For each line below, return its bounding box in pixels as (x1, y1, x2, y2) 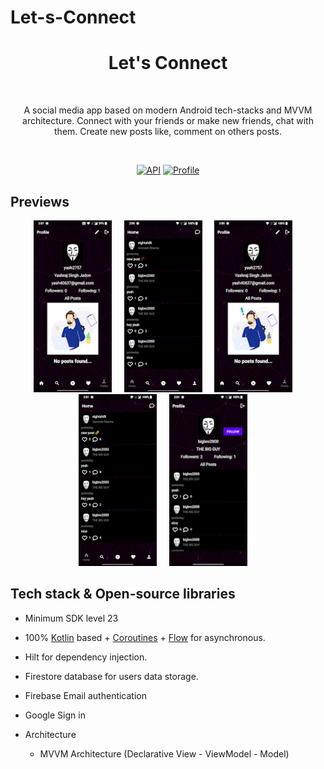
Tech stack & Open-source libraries (10, 586, 236, 603)
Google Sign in (24, 709, 86, 721)
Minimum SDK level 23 (24, 612, 119, 624)
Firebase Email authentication (24, 689, 148, 701)
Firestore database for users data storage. (24, 670, 199, 682)
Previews (10, 193, 70, 210)
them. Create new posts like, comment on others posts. (54, 126, 282, 138)
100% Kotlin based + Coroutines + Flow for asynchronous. (24, 631, 266, 643)
